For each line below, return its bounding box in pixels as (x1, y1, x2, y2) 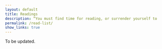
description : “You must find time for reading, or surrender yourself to (5, 16, 158, 21)
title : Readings (5, 12, 38, 16)
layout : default (5, 7, 38, 12)
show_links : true (5, 25, 40, 30)
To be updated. (5, 38, 35, 44)
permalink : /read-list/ (5, 20, 53, 26)
